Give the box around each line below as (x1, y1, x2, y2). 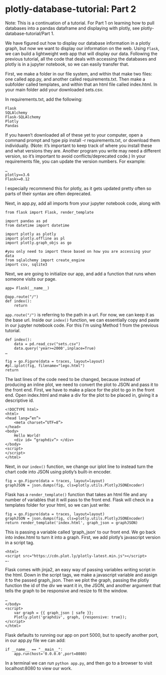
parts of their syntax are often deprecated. (5, 190, 92, 197)
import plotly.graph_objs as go (5, 240, 72, 245)
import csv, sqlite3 (5, 262, 48, 267)
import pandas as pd (5, 219, 48, 224)
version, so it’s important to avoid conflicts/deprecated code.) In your (5, 153, 146, 159)
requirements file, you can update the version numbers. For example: (5, 158, 146, 164)
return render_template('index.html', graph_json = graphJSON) (5, 520, 138, 525)
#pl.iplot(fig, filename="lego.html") (5, 363, 85, 368)
